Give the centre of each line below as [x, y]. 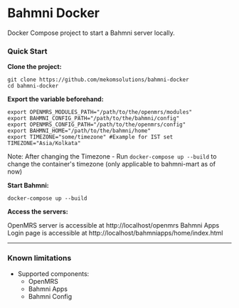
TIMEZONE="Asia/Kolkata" [44, 144]
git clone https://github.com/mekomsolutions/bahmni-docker [99, 80]
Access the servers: [38, 212]
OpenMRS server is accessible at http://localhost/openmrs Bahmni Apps [113, 225]
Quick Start [27, 51]
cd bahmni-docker [33, 86]
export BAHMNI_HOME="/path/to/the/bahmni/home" [79, 131]
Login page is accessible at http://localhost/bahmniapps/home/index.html [115, 233]
